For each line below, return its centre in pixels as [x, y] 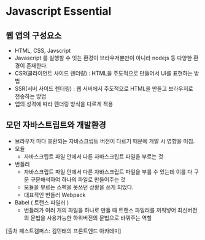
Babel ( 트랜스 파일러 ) [42, 202]
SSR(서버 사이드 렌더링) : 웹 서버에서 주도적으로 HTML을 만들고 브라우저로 [104, 88]
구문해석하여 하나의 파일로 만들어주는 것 [78, 179]
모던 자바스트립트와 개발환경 [56, 125]
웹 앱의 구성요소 [34, 35]
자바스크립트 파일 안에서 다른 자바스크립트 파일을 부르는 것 [94, 156]
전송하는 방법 [30, 96]
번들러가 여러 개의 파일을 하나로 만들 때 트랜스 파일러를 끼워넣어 [100, 210]
